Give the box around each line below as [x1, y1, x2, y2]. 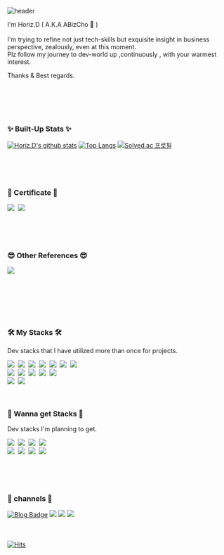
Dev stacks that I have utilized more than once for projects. [7, 346, 178, 355]
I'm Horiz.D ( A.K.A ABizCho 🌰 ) [7, 20, 98, 28]
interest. [7, 58, 32, 66]
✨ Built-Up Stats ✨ [7, 124, 72, 134]
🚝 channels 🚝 [7, 493, 53, 503]
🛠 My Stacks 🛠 [7, 328, 62, 338]
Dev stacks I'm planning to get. [7, 424, 97, 433]
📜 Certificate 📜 [7, 187, 58, 197]
